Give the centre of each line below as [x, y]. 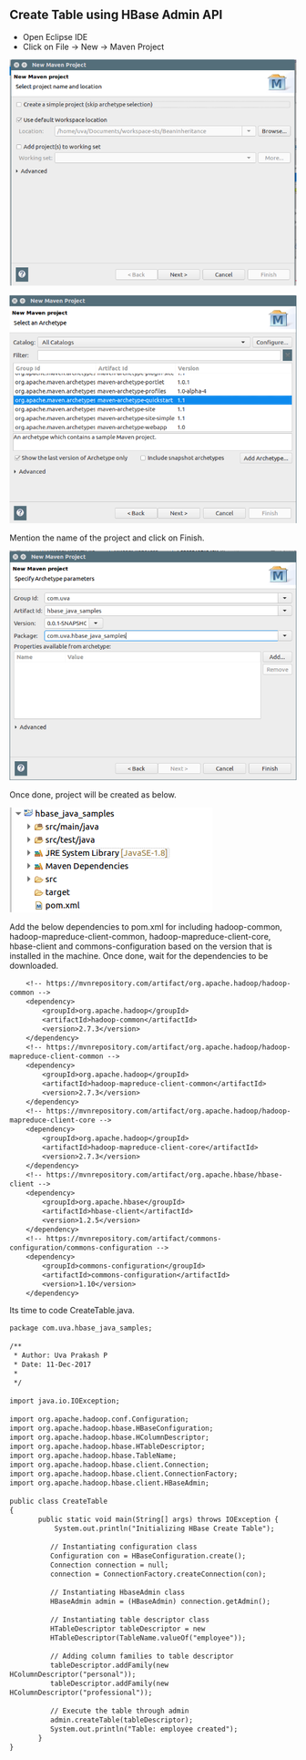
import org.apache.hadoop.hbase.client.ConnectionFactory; [124, 1474]
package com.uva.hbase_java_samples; [81, 1328]
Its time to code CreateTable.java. [72, 1310]
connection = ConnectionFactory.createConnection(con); [158, 1574]
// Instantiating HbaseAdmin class [117, 1592]
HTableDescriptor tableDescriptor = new [127, 1629]
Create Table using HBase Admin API [116, 15]
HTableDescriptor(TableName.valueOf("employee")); [148, 1638]
